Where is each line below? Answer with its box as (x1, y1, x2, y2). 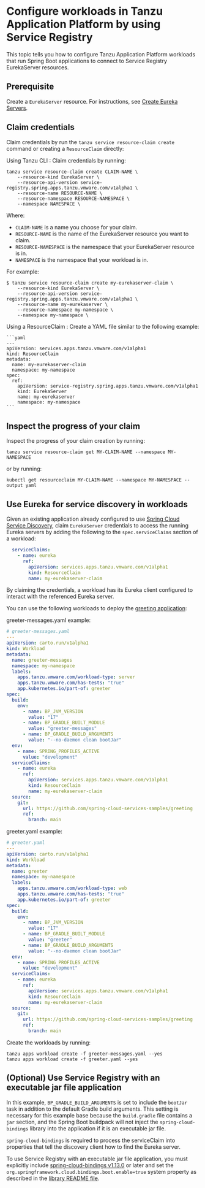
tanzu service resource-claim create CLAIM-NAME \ (6, 169, 138, 175)
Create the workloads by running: (6, 1038, 91, 1046)
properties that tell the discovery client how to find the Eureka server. (6, 1143, 181, 1151)
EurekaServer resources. (6, 63, 69, 71)
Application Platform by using (6, 17, 161, 31)
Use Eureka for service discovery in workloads (6, 499, 188, 510)
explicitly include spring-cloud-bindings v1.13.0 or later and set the (6, 1161, 174, 1169)
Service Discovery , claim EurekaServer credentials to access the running (6, 522, 188, 529)
